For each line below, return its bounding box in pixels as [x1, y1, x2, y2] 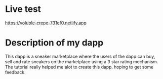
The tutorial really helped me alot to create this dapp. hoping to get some [5, 64, 154, 70]
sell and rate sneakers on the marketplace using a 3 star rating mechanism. [5, 58, 158, 65]
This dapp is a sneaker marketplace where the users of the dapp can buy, [5, 53, 156, 59]
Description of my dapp [5, 37, 104, 48]
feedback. [5, 69, 26, 75]
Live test [5, 3, 41, 15]
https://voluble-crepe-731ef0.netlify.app [5, 20, 86, 26]
